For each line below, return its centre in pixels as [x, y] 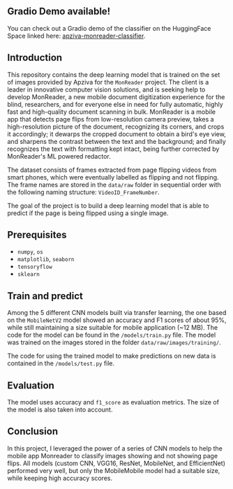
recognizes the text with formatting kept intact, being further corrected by [113, 149]
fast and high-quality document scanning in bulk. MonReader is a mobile [112, 112]
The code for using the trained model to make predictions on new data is [112, 356]
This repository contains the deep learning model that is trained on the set [114, 74]
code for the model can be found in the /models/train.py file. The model [112, 335]
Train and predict [45, 296]
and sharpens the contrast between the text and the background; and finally [117, 141]
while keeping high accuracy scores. [60, 478]
